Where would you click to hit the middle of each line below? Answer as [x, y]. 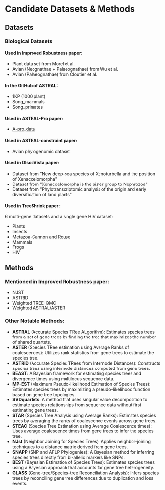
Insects [20, 231]
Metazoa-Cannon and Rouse [41, 237]
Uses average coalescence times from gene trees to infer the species [83, 431]
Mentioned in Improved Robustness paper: [57, 282]
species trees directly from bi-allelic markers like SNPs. [68, 457]
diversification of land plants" [42, 194]
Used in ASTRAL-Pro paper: [34, 118]
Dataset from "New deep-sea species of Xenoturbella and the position [84, 174]
